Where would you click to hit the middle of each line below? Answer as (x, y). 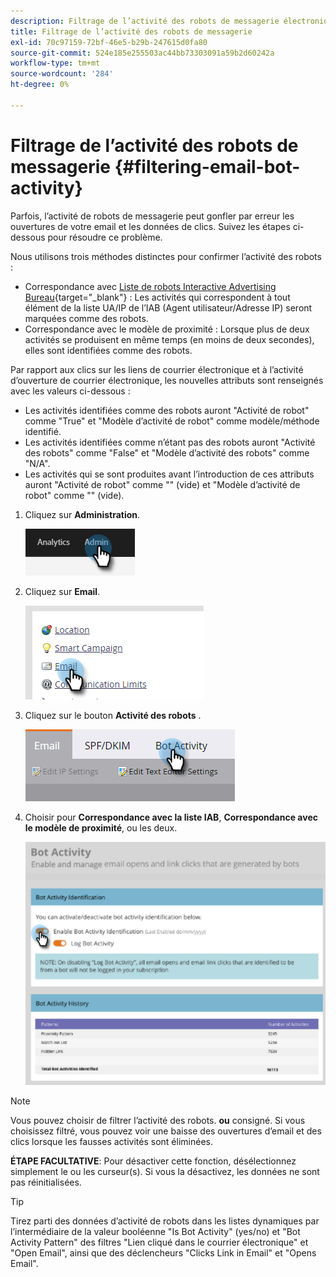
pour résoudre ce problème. (105, 237)
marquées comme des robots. (86, 318)
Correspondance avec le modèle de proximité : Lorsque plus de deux (167, 329)
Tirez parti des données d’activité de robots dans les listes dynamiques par (165, 1221)
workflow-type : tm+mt (55, 63)
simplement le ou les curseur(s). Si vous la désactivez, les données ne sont (165, 1172)
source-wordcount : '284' (62, 74)
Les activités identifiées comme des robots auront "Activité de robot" (167, 410)
